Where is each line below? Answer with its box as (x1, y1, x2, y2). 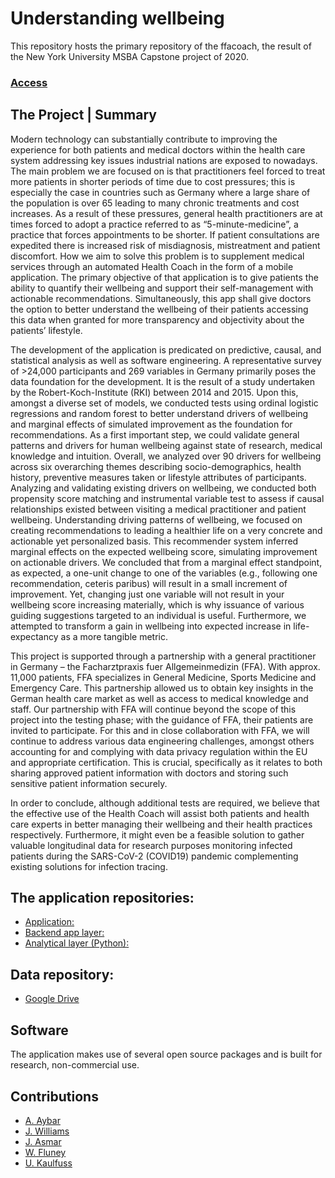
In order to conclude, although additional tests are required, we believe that (10, 797, 320, 809)
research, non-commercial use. (10, 1059, 140, 1071)
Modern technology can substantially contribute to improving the (10, 133, 278, 145)
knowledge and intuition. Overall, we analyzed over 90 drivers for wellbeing (10, 450, 322, 462)
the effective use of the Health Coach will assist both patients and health (10, 807, 310, 819)
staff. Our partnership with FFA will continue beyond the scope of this (10, 703, 297, 715)
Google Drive (24, 993, 80, 1005)
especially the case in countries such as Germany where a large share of (10, 186, 311, 198)
